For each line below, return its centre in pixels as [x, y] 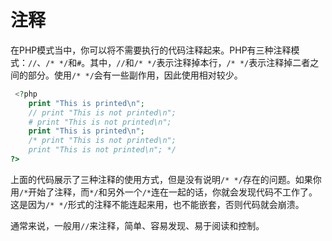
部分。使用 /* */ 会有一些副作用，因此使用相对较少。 [135, 75]
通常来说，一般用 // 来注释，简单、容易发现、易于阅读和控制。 [137, 225]
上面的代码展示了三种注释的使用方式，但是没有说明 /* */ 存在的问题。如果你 [166, 179]
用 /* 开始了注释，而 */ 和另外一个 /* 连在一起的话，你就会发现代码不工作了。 [164, 192]
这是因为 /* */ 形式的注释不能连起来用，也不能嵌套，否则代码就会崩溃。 [157, 204]
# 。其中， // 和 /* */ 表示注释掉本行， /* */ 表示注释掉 [184, 62]
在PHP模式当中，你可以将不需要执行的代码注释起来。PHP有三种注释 [151, 50]
